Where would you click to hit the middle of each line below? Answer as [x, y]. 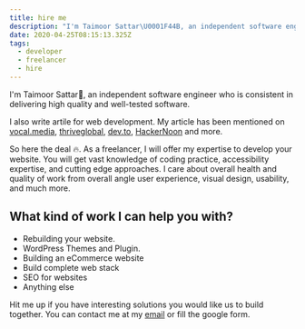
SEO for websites [55, 277]
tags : [20, 43]
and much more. [40, 188]
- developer [40, 52]
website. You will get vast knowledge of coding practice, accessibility [139, 159]
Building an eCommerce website [83, 258]
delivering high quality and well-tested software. [100, 104]
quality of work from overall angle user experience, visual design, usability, [149, 178]
